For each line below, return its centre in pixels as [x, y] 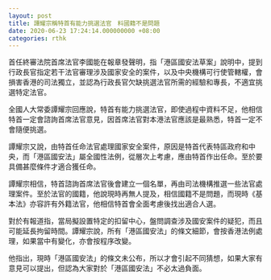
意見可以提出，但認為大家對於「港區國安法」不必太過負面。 [107, 268]
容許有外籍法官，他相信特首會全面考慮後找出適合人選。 [128, 204]
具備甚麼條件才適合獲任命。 [54, 167]
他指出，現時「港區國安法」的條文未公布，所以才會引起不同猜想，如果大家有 [135, 258]
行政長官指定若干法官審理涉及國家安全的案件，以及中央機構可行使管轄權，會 [135, 72]
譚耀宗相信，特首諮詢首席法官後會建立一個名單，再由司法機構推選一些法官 [132, 184]
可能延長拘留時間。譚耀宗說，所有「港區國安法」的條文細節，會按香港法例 [132, 231]
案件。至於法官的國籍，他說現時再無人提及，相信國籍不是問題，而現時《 [135, 194]
